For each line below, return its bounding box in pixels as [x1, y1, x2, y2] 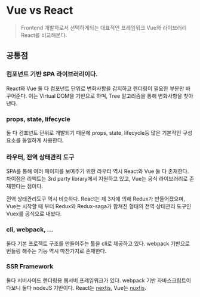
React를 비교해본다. [20, 31, 67, 39]
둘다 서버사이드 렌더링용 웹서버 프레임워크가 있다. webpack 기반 [6, 277, 156, 284]
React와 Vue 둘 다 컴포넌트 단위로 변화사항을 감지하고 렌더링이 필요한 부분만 [6, 85, 184, 92]
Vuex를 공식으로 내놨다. [6, 210, 62, 218]
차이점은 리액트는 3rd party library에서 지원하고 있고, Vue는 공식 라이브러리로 [6, 175, 188, 182]
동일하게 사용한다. [21, 137, 64, 144]
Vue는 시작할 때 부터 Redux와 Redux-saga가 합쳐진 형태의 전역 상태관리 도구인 [6, 203, 192, 210]
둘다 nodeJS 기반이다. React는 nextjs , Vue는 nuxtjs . [21, 284, 146, 291]
